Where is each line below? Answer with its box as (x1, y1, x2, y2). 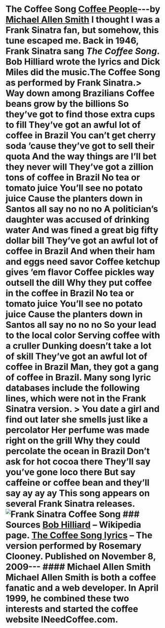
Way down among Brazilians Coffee (5, 88, 155, 99)
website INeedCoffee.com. (5, 614, 119, 625)
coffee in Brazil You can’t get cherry (5, 130, 156, 141)
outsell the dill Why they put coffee (5, 277, 152, 288)
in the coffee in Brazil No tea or (5, 288, 134, 299)
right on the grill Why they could (5, 435, 140, 446)
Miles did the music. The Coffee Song (5, 67, 161, 78)
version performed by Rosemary (5, 540, 142, 552)
